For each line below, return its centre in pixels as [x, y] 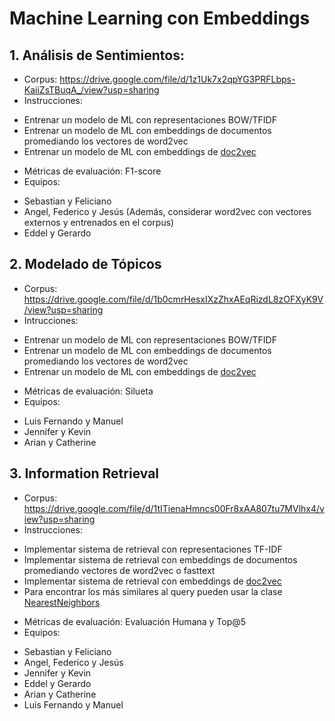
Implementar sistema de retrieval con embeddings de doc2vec [152, 581]
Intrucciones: [51, 320]
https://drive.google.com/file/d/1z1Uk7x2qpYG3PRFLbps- [177, 79]
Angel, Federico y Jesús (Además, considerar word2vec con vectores [167, 211]
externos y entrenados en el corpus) [99, 222]
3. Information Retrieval [84, 473]
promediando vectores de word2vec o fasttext [119, 570]
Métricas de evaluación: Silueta [88, 391]
